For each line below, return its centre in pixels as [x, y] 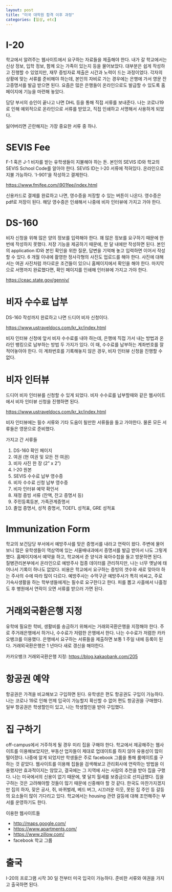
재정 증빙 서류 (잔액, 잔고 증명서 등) [48, 495]
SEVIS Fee [28, 147]
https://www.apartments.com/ [45, 829]
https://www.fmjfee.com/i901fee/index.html [52, 185]
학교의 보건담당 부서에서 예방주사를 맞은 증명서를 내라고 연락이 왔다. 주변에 [80, 544]
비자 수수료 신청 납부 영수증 [41, 483]
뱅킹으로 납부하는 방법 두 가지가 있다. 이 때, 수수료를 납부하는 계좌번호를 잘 [90, 345]
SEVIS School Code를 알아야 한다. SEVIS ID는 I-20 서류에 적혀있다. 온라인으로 [85, 168]
